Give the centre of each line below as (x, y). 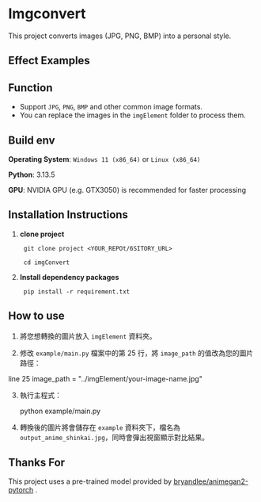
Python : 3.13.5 (32, 174)
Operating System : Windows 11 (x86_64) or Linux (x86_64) (104, 159)
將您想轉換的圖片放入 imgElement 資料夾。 (88, 336)
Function (30, 88)
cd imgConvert (47, 262)
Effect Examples (49, 61)
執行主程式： (40, 395)
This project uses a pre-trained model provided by (90, 481)
